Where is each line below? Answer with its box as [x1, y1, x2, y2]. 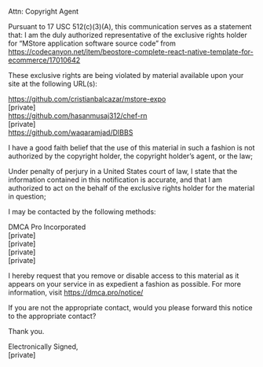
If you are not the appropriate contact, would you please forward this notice [8, 303, 253, 312]
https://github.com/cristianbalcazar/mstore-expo [8, 95, 166, 103]
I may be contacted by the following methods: [8, 207, 156, 216]
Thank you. [8, 327, 45, 335]
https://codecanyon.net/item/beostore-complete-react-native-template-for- [8, 47, 254, 56]
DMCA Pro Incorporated [8, 222, 86, 232]
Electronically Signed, [8, 342, 79, 351]
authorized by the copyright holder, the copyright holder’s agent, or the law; [8, 151, 254, 161]
